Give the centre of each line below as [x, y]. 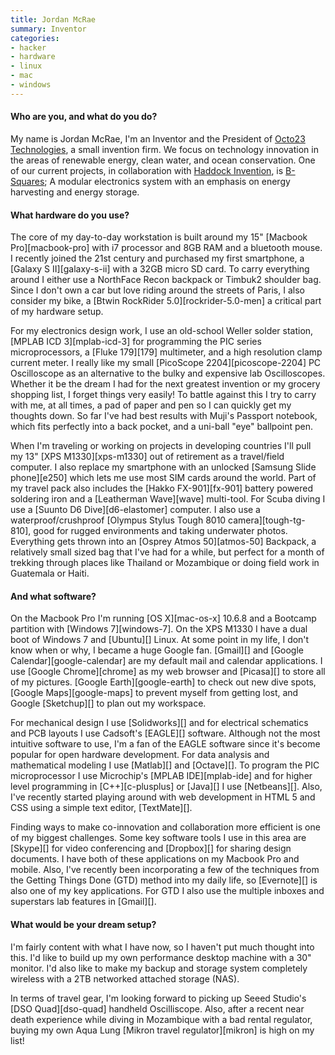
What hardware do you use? [70, 215]
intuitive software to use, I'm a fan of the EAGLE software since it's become [165, 744]
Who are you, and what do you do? [84, 117]
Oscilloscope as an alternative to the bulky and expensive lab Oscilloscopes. [168, 373]
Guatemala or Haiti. [50, 573]
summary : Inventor [48, 29]
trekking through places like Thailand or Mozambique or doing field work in [165, 563]
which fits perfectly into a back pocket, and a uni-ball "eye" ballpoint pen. [162, 427]
